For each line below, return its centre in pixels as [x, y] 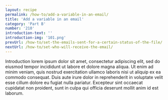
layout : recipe [21, 10]
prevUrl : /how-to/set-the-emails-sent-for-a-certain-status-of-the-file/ [84, 42]
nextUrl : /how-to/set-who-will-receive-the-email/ [59, 47]
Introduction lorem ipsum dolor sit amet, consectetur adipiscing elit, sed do [83, 61]
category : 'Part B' [26, 24]
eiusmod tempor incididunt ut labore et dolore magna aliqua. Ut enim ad [79, 66]
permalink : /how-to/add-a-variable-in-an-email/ [57, 14]
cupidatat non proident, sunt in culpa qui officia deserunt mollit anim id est [82, 87]
